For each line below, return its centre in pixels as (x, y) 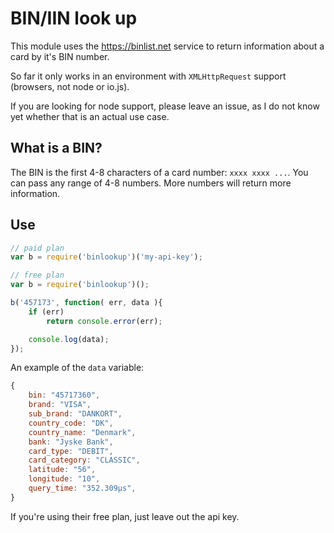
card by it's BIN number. (60, 56)
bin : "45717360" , (64, 395)
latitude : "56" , (62, 470)
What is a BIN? (56, 148)
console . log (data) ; (69, 339)
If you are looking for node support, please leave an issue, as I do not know (165, 106)
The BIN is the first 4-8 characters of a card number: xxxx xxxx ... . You (159, 172)
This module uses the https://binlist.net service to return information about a (167, 46)
